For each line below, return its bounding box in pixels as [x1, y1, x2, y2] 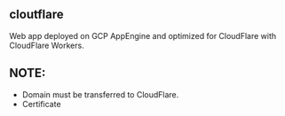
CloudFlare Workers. [9, 40, 84, 50]
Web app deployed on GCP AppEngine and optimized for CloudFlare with [9, 30, 277, 41]
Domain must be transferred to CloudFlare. [21, 89, 179, 100]
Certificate [21, 98, 61, 109]
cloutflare [9, 7, 64, 22]
